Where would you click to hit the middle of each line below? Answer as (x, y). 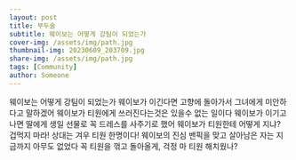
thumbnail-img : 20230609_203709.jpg (77, 51)
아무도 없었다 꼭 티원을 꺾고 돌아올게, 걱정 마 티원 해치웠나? (135, 146)
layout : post (33, 17)
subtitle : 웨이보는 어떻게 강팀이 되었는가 (78, 34)
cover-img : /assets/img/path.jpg (71, 42)
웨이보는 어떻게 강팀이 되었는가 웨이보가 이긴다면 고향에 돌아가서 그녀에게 (136, 101)
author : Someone (39, 76)
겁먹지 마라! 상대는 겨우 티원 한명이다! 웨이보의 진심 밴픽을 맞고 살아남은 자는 (142, 135)
